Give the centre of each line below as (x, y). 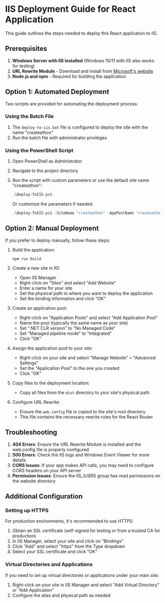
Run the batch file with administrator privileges (60, 138)
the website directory (34, 481)
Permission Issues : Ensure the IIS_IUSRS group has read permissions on (86, 476)
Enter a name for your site (46, 288)
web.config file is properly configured (50, 449)
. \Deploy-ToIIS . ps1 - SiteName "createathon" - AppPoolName (73, 213)
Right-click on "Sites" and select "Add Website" (68, 283)
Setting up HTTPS (27, 510)
